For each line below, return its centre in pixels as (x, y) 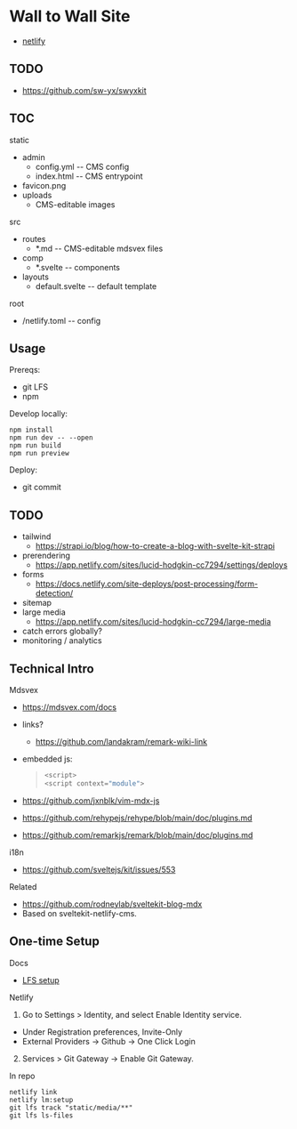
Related (23, 886)
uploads (37, 195)
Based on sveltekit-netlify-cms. (80, 913)
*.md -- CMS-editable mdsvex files (99, 248)
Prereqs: (25, 370)
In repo (22, 1076)
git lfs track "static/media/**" (71, 1108)
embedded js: (47, 759)
